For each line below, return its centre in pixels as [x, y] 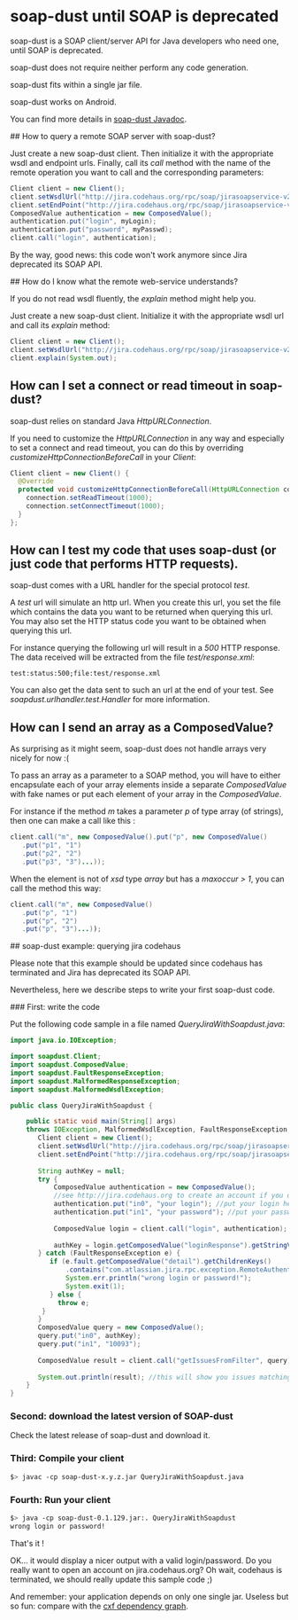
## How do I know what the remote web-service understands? [124, 282]
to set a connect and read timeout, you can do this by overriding [127, 447]
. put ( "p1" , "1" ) [52, 845]
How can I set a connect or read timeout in [128, 386]
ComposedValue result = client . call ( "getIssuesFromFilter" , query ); [166, 1360]
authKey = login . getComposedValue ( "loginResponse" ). [153, 1245]
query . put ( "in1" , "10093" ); [89, 1344]
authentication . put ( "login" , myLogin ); [84, 222]
